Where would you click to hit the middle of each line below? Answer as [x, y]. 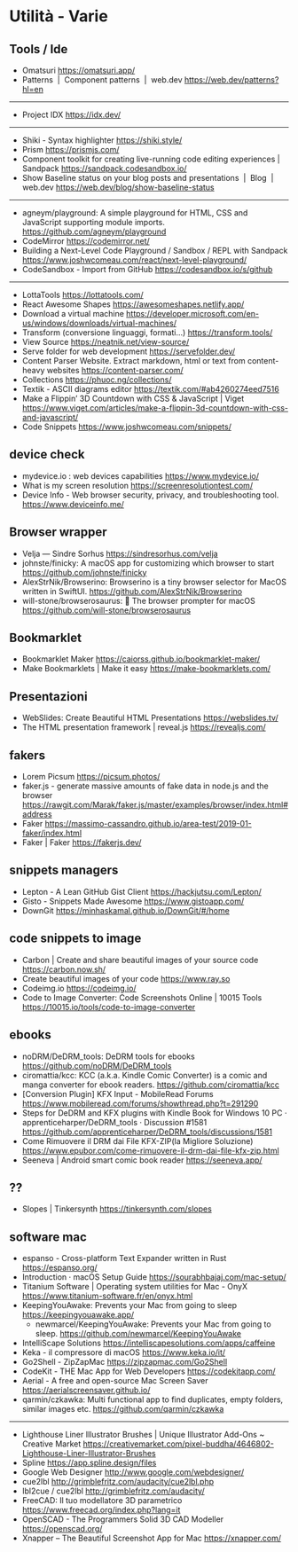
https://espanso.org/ [59, 1268]
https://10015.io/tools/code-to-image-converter [109, 1007]
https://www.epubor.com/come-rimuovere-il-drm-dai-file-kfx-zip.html [150, 1150]
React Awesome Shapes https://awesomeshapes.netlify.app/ [133, 304]
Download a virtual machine [73, 314]
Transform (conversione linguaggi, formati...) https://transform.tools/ [147, 333]
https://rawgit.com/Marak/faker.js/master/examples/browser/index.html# [155, 805]
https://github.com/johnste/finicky [84, 572]
